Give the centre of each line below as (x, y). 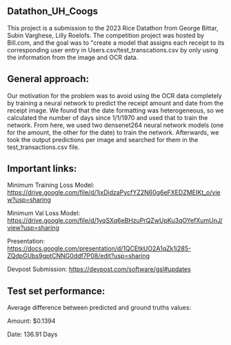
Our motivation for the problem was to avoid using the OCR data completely (114, 95)
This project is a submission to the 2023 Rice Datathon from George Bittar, (113, 28)
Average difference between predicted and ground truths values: (99, 308)
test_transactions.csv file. (43, 147)
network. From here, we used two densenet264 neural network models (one (115, 125)
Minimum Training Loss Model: (51, 185)
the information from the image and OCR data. (73, 57)
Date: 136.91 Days (32, 335)
